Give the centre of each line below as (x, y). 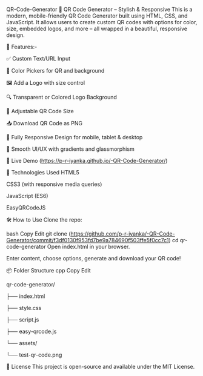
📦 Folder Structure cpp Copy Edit (48, 270)
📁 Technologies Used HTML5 (43, 172)
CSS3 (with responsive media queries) (54, 184)
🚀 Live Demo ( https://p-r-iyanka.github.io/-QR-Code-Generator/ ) (87, 161)
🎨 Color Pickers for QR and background (55, 71)
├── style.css (24, 308)
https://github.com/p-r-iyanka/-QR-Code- (123, 234)
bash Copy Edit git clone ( (38, 234)
